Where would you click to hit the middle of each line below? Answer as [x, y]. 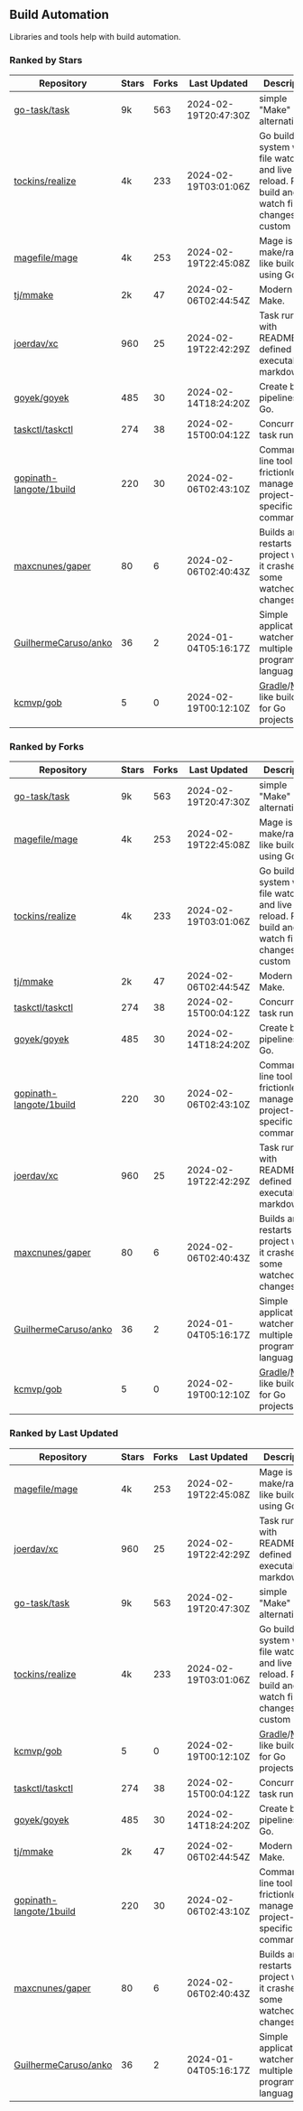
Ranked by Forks [46, 747]
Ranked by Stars [46, 60]
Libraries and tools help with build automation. [95, 36]
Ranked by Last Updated [64, 1434]
